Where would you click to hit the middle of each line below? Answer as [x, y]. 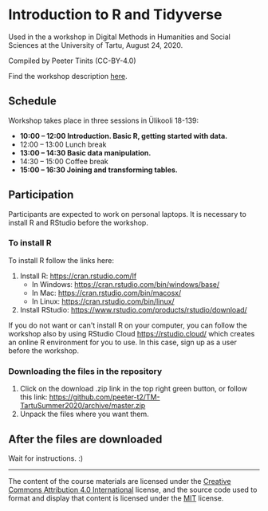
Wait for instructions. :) [46, 458]
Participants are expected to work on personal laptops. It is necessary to [128, 214]
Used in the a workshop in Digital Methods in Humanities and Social [120, 37]
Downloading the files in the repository [85, 371]
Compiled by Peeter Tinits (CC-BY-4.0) [73, 61]
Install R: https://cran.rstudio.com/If [78, 276]
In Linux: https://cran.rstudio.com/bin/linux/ [103, 301]
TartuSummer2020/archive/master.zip [83, 406]
